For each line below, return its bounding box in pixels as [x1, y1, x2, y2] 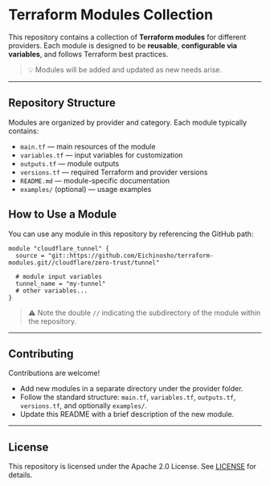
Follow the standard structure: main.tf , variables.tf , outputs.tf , [19, 392, 236, 402]
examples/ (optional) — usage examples [19, 184, 152, 194]
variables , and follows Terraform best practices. [8, 49, 169, 59]
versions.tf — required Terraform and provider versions [19, 167, 208, 177]
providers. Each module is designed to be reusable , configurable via [8, 40, 238, 50]
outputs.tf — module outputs [19, 158, 120, 168]
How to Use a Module [8, 207, 117, 222]
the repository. [27, 316, 77, 326]
